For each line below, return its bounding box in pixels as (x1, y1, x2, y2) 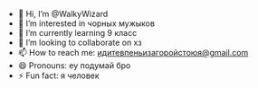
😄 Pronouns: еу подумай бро (17, 60, 131, 71)
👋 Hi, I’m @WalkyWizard (17, 9, 109, 19)
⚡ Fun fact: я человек (17, 70, 100, 81)
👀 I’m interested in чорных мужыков (17, 18, 156, 29)
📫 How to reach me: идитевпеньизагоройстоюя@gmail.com (17, 48, 249, 57)
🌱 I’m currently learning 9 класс (17, 28, 138, 38)
